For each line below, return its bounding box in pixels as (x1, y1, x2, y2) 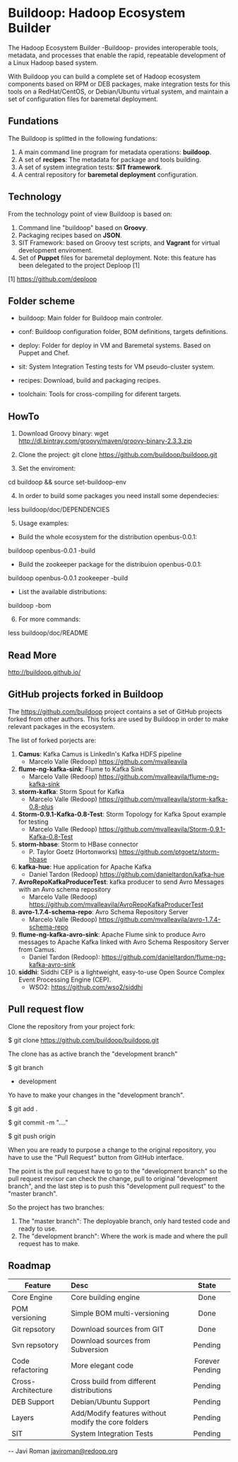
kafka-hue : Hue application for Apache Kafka (18, 862, 152, 871)
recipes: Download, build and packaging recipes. (18, 376, 161, 385)
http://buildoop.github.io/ (8, 668, 81, 677)
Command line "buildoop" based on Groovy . (18, 223, 148, 231)
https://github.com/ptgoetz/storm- (119, 847, 220, 856)
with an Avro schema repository (18, 885, 112, 893)
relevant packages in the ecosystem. (8, 722, 115, 730)
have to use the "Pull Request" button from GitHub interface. (8, 1153, 184, 1161)
